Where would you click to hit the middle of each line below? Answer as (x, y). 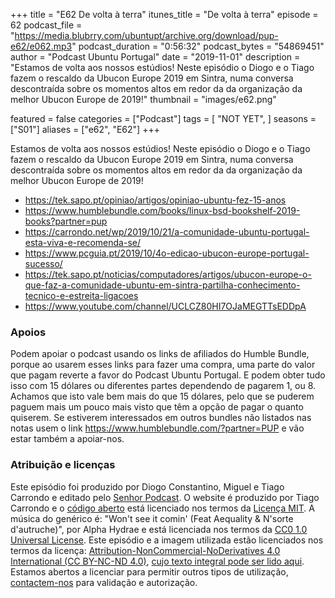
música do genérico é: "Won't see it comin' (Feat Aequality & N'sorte (152, 518)
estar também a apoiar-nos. (67, 439)
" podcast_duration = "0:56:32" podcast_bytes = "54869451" (198, 46)
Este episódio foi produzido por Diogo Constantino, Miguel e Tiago (147, 486)
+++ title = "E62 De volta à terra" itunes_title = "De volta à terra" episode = (164, 14)
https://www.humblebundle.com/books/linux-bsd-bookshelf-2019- (162, 210)
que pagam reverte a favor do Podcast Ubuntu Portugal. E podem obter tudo (168, 375)
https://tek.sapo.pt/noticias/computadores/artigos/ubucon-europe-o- (168, 274)
